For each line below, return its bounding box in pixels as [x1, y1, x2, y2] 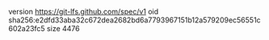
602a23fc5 [8, 24, 46, 33]
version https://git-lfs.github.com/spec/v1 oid [8, 7, 159, 16]
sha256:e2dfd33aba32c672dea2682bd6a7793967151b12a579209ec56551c [8, 15, 261, 25]
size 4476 [47, 24, 80, 33]
